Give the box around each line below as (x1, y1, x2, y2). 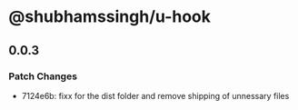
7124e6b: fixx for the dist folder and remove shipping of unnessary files (21, 90, 290, 101)
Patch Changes (8, 70, 78, 83)
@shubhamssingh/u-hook (8, 6, 211, 27)
